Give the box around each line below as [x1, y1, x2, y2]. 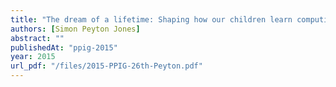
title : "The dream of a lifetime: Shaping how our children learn [10, 14, 293, 25]
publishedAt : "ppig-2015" [10, 42, 118, 53]
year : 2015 [10, 52, 56, 62]
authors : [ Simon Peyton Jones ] [10, 24, 141, 34]
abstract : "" [10, 33, 65, 43]
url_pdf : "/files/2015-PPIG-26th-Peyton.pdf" [10, 61, 203, 71]
